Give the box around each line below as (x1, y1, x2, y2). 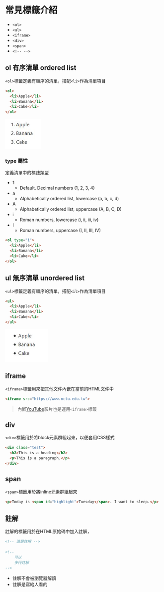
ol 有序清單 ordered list (5, 63, 77, 72)
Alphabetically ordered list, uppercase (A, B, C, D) (19, 206, 122, 212)
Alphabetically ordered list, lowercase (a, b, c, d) (19, 196, 119, 202)
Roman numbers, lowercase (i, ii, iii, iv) (19, 217, 99, 223)
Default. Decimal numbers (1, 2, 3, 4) (19, 185, 95, 191)
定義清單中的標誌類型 (5, 170, 49, 176)
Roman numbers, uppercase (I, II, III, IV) (19, 228, 101, 234)
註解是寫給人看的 (12, 581, 48, 587)
